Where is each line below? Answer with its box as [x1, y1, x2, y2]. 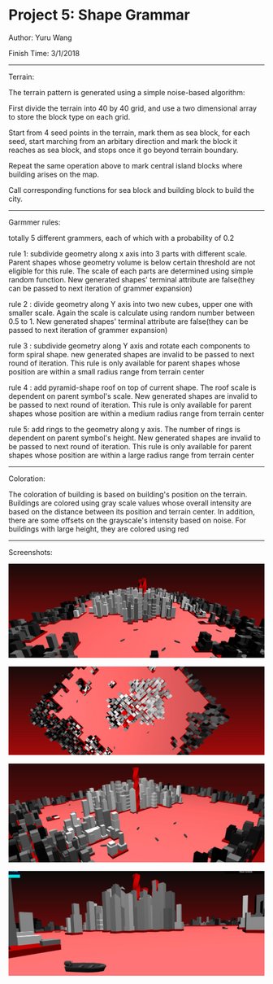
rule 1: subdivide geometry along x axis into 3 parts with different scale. [8, 248, 248, 258]
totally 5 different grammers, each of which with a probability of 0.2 [8, 233, 235, 243]
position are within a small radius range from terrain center [8, 366, 205, 376]
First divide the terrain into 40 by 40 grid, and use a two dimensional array [8, 103, 258, 113]
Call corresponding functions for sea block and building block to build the [8, 185, 254, 195]
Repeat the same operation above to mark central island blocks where [8, 160, 243, 170]
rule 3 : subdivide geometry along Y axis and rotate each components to [8, 340, 250, 351]
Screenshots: [8, 547, 53, 557]
